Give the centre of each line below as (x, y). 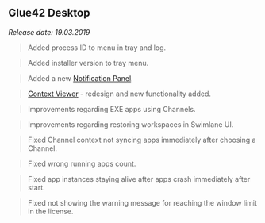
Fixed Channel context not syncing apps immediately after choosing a (142, 140)
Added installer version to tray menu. (88, 63)
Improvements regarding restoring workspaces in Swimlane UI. (131, 124)
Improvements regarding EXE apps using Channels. (111, 109)
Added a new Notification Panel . (80, 78)
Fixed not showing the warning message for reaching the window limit (142, 202)
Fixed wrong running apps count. (82, 163)
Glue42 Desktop (49, 13)
